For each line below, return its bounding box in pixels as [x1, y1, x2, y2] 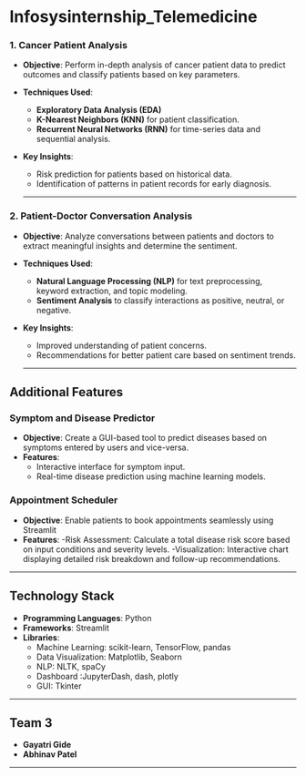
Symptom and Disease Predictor [9, 412, 156, 424]
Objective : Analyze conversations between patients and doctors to [22, 230, 275, 241]
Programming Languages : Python [22, 612, 152, 623]
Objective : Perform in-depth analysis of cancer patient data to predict [22, 59, 286, 70]
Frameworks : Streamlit [22, 622, 109, 633]
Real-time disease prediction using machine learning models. [36, 471, 266, 482]
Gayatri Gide [22, 740, 72, 751]
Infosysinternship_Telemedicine [9, 6, 258, 27]
